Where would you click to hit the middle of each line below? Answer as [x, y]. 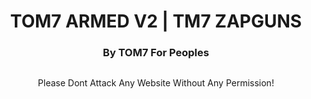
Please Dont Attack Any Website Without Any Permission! [156, 83]
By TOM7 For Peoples [156, 53]
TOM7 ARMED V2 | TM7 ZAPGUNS [156, 21]
